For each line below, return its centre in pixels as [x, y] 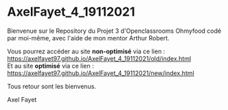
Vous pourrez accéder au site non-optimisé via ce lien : [86, 51]
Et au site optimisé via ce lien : [50, 66]
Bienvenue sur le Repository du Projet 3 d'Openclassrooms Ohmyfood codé [114, 31]
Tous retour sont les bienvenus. [52, 86]
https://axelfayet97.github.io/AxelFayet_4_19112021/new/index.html [101, 73]
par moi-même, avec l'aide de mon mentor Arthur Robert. [88, 38]
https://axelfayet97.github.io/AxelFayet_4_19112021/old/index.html [99, 58]
